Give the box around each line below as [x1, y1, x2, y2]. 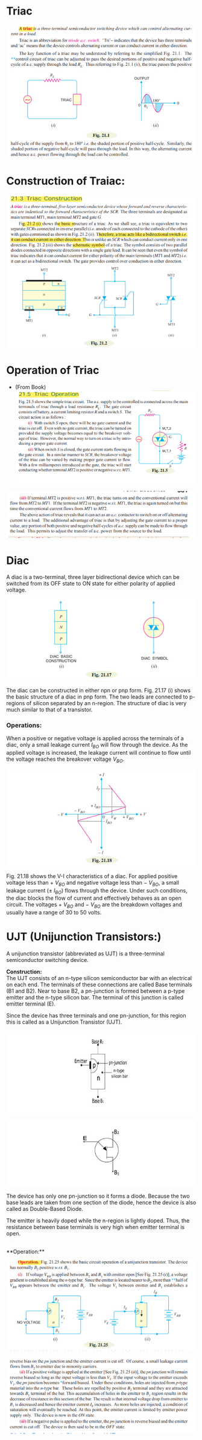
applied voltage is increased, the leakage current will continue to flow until [6, 749, 191, 756]
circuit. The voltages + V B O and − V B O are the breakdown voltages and [6, 901, 182, 910]
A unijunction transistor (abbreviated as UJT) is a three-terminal [6, 950, 165, 957]
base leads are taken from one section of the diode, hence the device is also [6, 1199, 197, 1206]
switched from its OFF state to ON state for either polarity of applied [6, 580, 175, 587]
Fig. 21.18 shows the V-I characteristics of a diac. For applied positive [6, 872, 178, 880]
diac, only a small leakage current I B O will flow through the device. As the [6, 741, 188, 750]
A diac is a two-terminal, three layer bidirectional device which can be [6, 573, 180, 581]
